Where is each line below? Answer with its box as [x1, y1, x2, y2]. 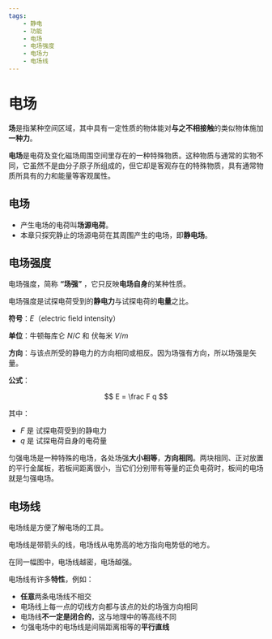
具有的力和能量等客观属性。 [22, 171, 115, 180]
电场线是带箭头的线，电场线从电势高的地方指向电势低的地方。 [8, 540, 215, 550]
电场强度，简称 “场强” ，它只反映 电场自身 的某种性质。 [8, 279, 190, 289]
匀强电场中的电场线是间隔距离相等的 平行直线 [19, 622, 170, 632]
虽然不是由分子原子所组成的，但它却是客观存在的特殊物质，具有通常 [29, 160, 257, 171]
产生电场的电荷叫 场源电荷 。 [19, 220, 113, 230]
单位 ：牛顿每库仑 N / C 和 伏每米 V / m [8, 330, 129, 341]
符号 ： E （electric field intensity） [8, 313, 121, 323]
